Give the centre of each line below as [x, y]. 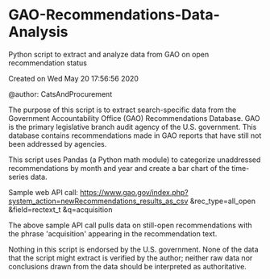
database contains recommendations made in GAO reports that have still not [135, 135]
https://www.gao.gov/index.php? [135, 192]
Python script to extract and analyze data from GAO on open [109, 54]
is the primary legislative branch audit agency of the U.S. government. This [133, 127]
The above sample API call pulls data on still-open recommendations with [130, 225]
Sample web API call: [44, 192]
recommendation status [48, 63]
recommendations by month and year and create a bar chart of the [119, 168]
